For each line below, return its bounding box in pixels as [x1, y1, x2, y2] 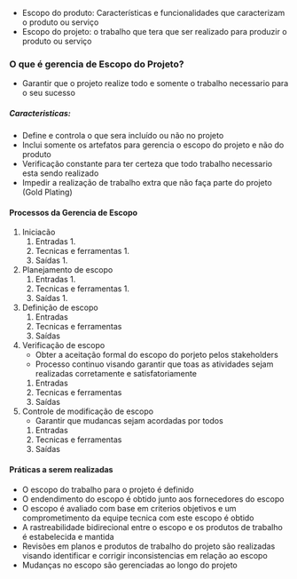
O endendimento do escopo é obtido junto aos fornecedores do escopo [21, 493, 285, 504]
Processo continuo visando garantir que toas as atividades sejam [35, 359, 274, 369]
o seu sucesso [21, 88, 75, 99]
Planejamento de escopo [21, 265, 113, 275]
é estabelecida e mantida [21, 531, 114, 542]
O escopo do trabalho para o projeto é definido [21, 484, 194, 495]
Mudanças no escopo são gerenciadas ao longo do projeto [21, 559, 238, 570]
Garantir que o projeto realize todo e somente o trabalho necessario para [21, 78, 289, 89]
